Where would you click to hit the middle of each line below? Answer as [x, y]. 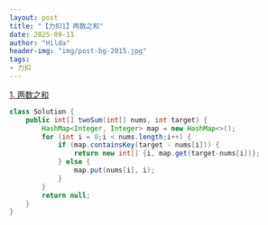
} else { [74, 162]
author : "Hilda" [40, 43]
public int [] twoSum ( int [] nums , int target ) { [116, 120]
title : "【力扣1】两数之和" [56, 26]
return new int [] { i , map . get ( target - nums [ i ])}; [167, 154]
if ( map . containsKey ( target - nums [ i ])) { [139, 145]
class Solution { [42, 112]
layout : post [34, 18]
